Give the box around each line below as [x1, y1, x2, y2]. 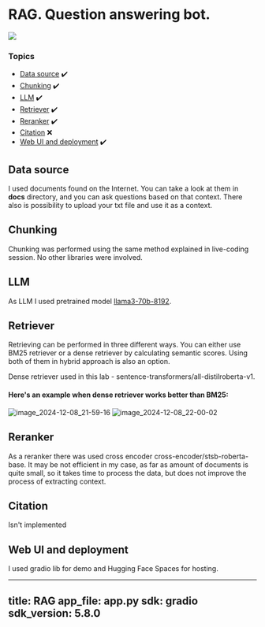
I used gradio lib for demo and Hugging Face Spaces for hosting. [8, 564, 218, 573]
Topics [8, 50, 35, 61]
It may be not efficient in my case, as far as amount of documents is [28, 459, 248, 469]
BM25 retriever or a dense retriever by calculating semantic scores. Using [8, 348, 248, 358]
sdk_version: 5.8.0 [8, 607, 101, 620]
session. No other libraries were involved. [8, 252, 144, 262]
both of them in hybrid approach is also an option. [8, 357, 171, 366]
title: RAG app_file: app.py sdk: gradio [8, 594, 199, 607]
